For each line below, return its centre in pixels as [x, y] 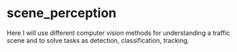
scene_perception [62, 13]
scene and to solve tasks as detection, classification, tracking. [98, 40]
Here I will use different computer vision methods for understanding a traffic [118, 33]
